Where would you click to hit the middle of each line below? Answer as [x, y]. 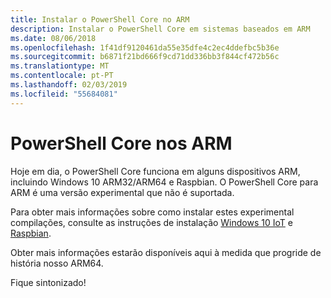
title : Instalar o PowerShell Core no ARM [100, 19]
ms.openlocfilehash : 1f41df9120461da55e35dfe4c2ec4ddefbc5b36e [145, 47]
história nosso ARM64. [57, 263]
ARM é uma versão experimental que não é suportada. [122, 192]
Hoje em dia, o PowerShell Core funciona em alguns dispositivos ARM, [155, 171]
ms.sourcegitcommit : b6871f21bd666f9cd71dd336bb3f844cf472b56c [145, 57]
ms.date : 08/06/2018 [53, 38]
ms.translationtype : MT [60, 66]
